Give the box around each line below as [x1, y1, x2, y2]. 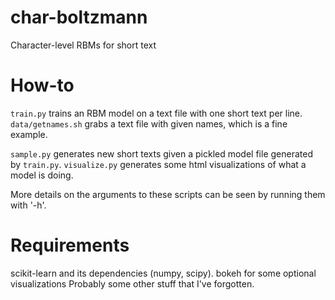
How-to [10, 74, 75, 97]
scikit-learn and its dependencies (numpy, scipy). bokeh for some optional [10, 267, 317, 279]
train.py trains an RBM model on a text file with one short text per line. [10, 107, 303, 119]
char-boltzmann [10, 6, 148, 29]
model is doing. [10, 169, 74, 181]
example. [10, 128, 48, 140]
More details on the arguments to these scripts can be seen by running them [10, 188, 326, 200]
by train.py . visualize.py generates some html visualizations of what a [10, 158, 307, 170]
